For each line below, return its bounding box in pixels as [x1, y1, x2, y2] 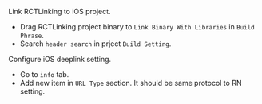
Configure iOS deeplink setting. [8, 55, 112, 64]
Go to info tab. [19, 70, 69, 79]
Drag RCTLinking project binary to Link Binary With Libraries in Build [19, 22, 255, 31]
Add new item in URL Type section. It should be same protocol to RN [19, 79, 242, 87]
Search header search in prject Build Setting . [19, 39, 172, 48]
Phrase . [19, 31, 44, 40]
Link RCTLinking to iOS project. [8, 7, 111, 16]
